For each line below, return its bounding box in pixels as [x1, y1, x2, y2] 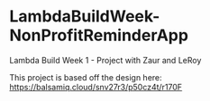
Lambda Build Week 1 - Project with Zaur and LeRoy [9, 55, 202, 65]
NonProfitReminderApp [9, 25, 189, 46]
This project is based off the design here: [9, 72, 162, 82]
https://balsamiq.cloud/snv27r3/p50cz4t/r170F [9, 81, 183, 92]
